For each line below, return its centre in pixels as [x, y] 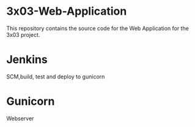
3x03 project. [23, 34]
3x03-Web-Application [67, 11]
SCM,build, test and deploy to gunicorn [56, 76]
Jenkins [27, 60]
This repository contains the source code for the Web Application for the [98, 28]
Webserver [20, 118]
